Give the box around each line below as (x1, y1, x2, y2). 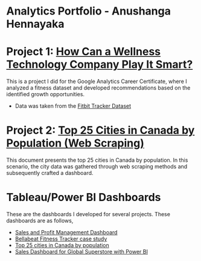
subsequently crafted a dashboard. (6, 170, 94, 177)
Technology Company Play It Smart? (6, 58, 193, 71)
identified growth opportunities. (6, 91, 85, 98)
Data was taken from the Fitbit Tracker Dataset (14, 102, 132, 110)
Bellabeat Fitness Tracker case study (14, 235, 107, 242)
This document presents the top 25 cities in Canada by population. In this (6, 156, 188, 164)
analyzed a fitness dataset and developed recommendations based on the (6, 84, 191, 91)
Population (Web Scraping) (6, 136, 145, 150)
